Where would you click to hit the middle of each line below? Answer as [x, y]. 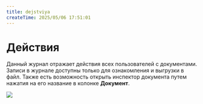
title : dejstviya [28, 12]
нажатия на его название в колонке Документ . [68, 83]
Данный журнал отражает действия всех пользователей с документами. [102, 64]
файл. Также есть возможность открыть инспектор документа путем [97, 77]
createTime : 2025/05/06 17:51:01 [49, 18]
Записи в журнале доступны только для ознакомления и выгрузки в [95, 71]
